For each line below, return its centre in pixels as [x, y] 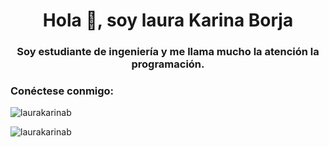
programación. [168, 64]
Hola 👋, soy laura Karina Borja [168, 20]
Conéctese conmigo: [62, 91]
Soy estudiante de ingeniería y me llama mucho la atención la [168, 52]
